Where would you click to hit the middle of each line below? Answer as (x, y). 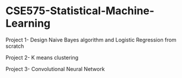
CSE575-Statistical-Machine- (80, 11)
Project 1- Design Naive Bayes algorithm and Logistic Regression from (91, 40)
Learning (28, 23)
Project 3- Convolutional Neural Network (55, 69)
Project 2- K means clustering (42, 57)
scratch (15, 46)
